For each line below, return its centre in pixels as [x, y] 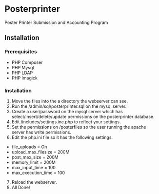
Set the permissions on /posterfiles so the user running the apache [79, 127]
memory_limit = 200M [33, 162]
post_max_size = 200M [35, 157]
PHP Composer [27, 62]
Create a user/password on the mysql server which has [67, 111]
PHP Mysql [23, 67]
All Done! [21, 187]
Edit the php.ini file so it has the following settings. [62, 137]
